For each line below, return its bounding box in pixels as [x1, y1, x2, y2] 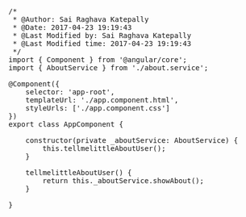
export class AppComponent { [8, 120, 123, 128]
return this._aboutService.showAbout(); [42, 177, 204, 185]
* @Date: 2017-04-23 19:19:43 [12, 23, 132, 31]
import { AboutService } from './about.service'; [8, 64, 209, 72]
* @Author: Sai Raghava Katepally [12, 15, 149, 23]
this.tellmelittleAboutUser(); [42, 144, 166, 152]
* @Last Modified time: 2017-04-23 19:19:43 [12, 40, 192, 48]
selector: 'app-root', [25, 88, 115, 96]
